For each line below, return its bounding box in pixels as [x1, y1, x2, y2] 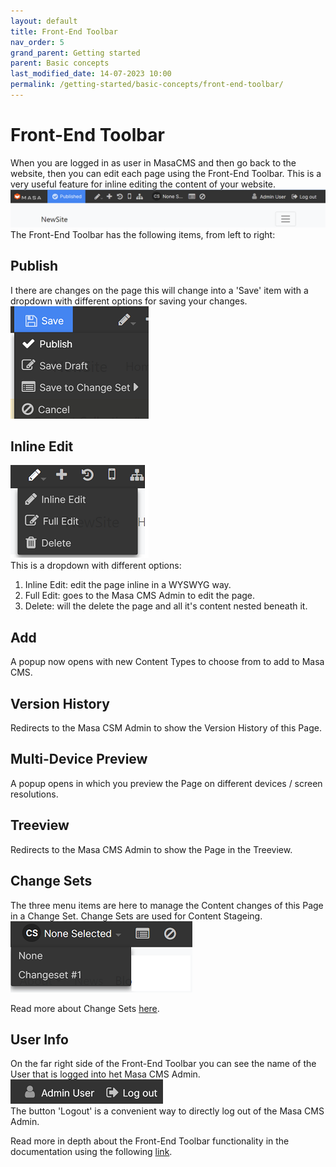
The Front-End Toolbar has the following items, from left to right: [10, 228, 276, 240]
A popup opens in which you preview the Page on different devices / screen [10, 777, 323, 789]
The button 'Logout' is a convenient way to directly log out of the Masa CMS [10, 1105, 325, 1117]
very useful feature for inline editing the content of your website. [10, 178, 277, 190]
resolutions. [10, 788, 59, 800]
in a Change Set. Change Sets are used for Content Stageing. [10, 910, 263, 922]
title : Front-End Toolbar [10, 26, 118, 37]
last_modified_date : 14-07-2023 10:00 [10, 69, 172, 79]
